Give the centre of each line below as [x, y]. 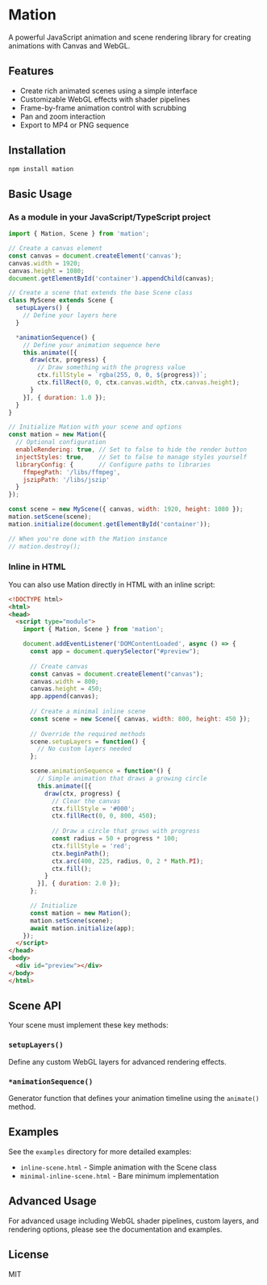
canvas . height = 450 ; [66, 689]
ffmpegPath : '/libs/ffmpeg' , [72, 472]
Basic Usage [40, 194]
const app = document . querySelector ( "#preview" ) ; [115, 651]
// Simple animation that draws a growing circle [122, 779]
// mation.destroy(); [45, 546]
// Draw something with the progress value [111, 368]
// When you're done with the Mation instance [88, 538]
